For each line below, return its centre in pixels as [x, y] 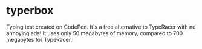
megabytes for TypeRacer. [39, 39]
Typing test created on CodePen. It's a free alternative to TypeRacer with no [101, 27]
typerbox [30, 10]
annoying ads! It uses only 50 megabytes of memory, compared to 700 [95, 33]
